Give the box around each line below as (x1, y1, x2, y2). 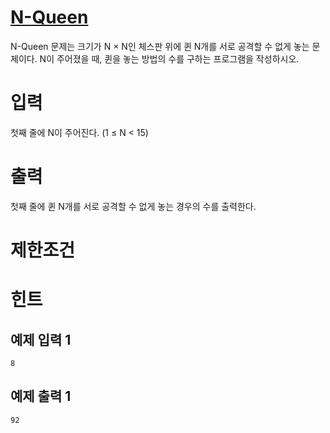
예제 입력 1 (10, 331, 72, 348)
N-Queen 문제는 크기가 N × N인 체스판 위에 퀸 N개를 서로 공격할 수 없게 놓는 (10, 40, 310, 52)
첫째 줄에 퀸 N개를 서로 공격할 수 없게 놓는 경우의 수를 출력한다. (10, 200, 257, 212)
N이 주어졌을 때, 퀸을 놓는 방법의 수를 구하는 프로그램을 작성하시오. (39, 52, 300, 65)
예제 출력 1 (10, 388, 72, 405)
